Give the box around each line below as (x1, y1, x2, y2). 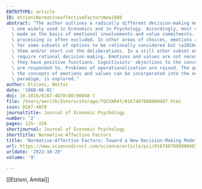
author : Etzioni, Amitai (6, 82, 69, 88)
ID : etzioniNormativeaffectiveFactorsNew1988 (6, 14, 122, 20)
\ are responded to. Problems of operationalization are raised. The (11, 64, 189, 71)
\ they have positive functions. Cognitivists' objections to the (11, 59, 182, 65)
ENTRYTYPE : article (6, 8, 55, 15)
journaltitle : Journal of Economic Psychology (6, 110, 125, 116)
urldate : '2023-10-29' (6, 149, 63, 155)
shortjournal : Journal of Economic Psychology (6, 126, 125, 132)
